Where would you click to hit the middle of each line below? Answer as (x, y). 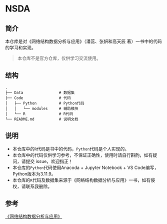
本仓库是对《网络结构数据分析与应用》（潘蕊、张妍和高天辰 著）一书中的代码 (83, 41)
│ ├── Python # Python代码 (45, 103)
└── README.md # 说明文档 (42, 119)
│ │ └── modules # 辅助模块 (42, 108)
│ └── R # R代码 (39, 114)
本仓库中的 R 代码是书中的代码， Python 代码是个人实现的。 (70, 148)
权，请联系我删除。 (32, 186)
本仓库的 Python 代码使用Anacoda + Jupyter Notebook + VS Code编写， (85, 167)
